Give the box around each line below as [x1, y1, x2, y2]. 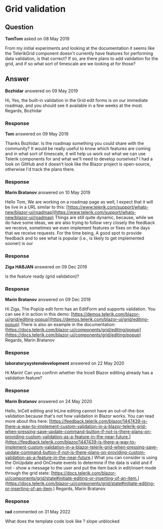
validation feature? [5, 375, 42, 381]
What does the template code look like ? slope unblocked [5, 518, 120, 524]
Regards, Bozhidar [5, 107, 42, 113]
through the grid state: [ [5, 470, 53, 476]
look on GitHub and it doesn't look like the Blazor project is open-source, [5, 161, 151, 167]
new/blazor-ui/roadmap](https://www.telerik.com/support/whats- [5, 209, 136, 215]
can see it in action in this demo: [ [5, 311, 73, 317]
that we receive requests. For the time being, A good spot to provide [5, 230, 142, 236]
